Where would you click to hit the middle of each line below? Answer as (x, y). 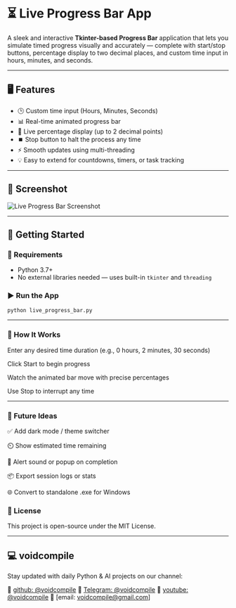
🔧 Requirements (35, 254)
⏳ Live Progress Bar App (80, 14)
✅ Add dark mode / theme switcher (59, 431)
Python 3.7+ (35, 270)
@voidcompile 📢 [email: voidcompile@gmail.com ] (79, 597)
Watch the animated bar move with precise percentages (88, 377)
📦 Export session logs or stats (52, 476)
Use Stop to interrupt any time (51, 391)
